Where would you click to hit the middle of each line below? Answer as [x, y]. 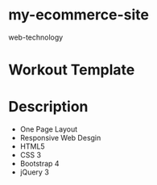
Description [48, 107]
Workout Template [72, 70]
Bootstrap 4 [39, 164]
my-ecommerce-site [78, 15]
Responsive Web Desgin [60, 138]
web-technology [36, 37]
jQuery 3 [35, 172]
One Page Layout [49, 129]
